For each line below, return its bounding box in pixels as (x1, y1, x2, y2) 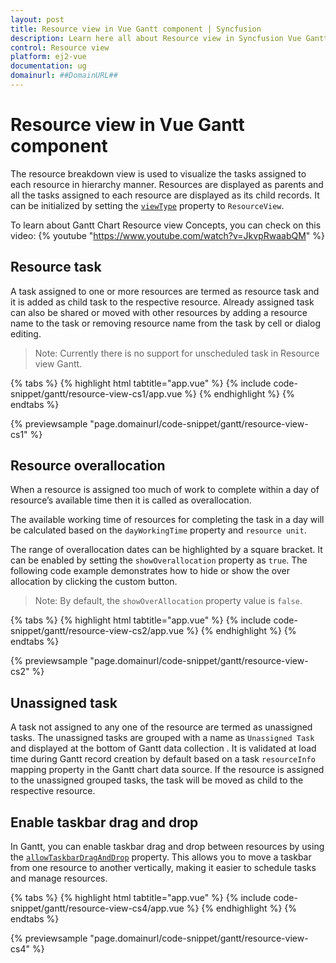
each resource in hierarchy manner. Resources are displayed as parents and (10, 178, 324, 190)
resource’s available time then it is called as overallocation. (10, 494, 252, 506)
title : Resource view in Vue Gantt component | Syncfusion (10, 24, 262, 34)
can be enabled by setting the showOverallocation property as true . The (10, 554, 308, 566)
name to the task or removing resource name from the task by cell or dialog (10, 317, 321, 329)
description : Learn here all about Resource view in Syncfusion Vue (10, 33, 302, 43)
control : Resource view (10, 42, 110, 53)
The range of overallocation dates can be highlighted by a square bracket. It (10, 544, 323, 556)
